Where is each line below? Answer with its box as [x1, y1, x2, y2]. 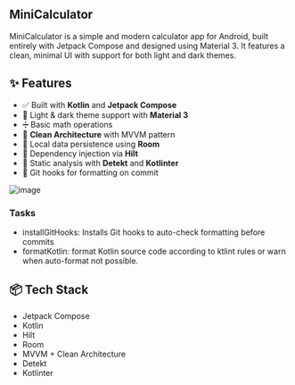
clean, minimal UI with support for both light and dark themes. [9, 49, 236, 61]
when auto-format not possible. [21, 255, 139, 266]
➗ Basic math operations [21, 119, 113, 130]
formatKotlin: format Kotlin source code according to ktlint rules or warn [21, 246, 287, 256]
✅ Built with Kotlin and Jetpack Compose [21, 99, 177, 110]
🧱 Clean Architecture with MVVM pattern [21, 129, 176, 139]
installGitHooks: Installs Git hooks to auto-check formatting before [21, 227, 266, 238]
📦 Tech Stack [9, 282, 89, 297]
